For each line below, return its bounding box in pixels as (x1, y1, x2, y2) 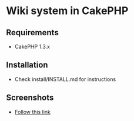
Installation (6, 60, 48, 70)
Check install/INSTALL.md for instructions (14, 75, 116, 83)
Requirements (6, 28, 59, 38)
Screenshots (6, 93, 54, 103)
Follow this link (14, 108, 51, 115)
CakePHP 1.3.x (14, 43, 51, 50)
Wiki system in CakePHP (6, 4, 129, 18)
